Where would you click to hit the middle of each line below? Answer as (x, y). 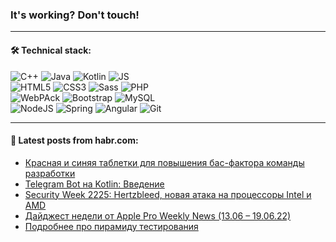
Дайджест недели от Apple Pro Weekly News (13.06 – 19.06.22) (158, 215)
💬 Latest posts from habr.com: (74, 140)
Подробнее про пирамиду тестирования (111, 226)
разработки (50, 173)
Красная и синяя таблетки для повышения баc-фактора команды (164, 162)
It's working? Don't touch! (75, 15)
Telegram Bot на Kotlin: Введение (94, 184)
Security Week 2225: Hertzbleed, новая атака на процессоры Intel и (168, 194)
